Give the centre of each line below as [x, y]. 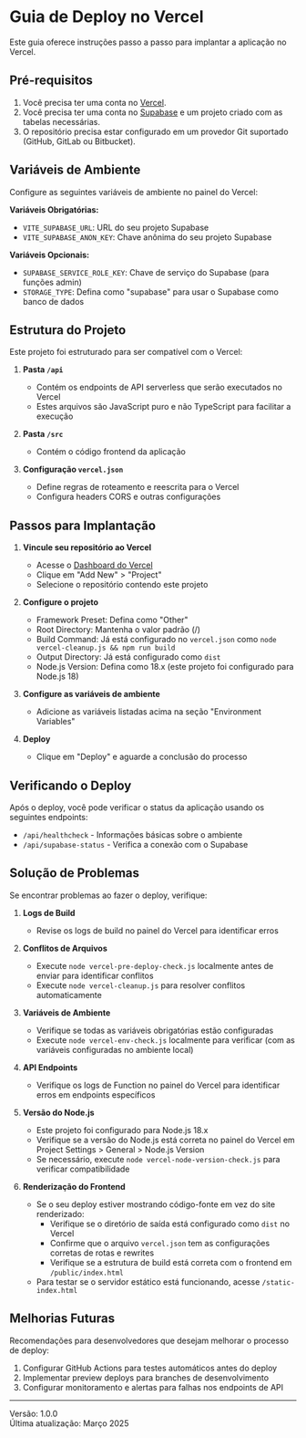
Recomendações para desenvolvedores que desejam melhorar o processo [149, 1340]
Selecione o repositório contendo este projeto [122, 585]
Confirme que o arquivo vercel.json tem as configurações [160, 1243]
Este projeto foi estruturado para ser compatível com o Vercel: [126, 352]
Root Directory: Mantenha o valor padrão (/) [118, 630]
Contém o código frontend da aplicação [111, 452]
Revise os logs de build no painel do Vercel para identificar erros [158, 930]
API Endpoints [50, 1067]
